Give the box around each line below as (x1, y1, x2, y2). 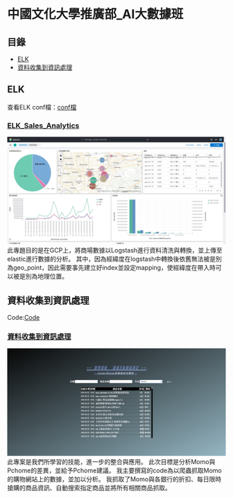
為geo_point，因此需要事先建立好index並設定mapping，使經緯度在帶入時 (7, 264, 216, 272)
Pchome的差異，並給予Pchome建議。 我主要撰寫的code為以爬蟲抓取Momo (7, 466, 222, 475)
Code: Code (7, 313, 40, 321)
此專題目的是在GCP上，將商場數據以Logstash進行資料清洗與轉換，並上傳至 (7, 246, 223, 255)
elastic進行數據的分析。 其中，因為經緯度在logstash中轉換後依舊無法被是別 (7, 255, 222, 264)
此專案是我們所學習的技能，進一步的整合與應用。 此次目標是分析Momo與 (7, 458, 216, 466)
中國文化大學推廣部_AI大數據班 (7, 6, 184, 22)
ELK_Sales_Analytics (7, 121, 80, 130)
